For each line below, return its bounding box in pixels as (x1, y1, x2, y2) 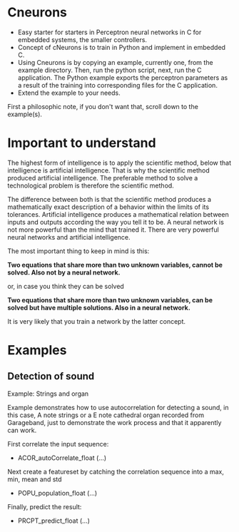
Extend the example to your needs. (17, 88, 121, 97)
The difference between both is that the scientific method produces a (7, 195, 212, 203)
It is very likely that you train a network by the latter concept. (7, 317, 186, 325)
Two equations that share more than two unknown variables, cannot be (7, 260, 223, 269)
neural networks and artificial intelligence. (7, 232, 131, 241)
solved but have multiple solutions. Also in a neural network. (7, 303, 190, 312)
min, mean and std (7, 475, 62, 484)
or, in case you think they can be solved (7, 282, 125, 290)
